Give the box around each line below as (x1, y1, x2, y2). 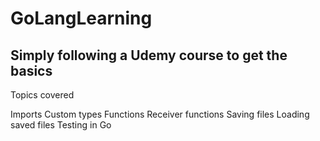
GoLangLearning (10, 7, 153, 30)
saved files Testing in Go (10, 119, 112, 131)
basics (10, 62, 53, 79)
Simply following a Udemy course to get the (10, 47, 288, 64)
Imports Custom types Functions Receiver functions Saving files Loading (10, 108, 310, 120)
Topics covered (10, 89, 75, 101)
